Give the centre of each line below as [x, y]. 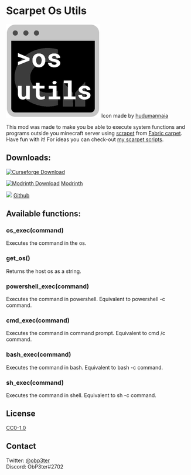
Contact [21, 446]
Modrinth [72, 183]
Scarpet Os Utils [46, 11]
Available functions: [43, 214]
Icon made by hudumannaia [135, 115]
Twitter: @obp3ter [28, 460]
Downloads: [28, 158]
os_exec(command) [35, 231]
